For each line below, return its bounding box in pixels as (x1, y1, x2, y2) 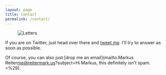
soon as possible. (5, 45, 41, 51)
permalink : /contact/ (5, 16, 50, 21)
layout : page (5, 7, 32, 12)
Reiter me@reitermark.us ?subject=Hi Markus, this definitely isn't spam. (5, 60, 151, 66)
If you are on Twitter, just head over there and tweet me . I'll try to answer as (5, 40, 161, 46)
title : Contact (5, 12, 37, 17)
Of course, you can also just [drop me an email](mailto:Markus (5, 55, 134, 61)
